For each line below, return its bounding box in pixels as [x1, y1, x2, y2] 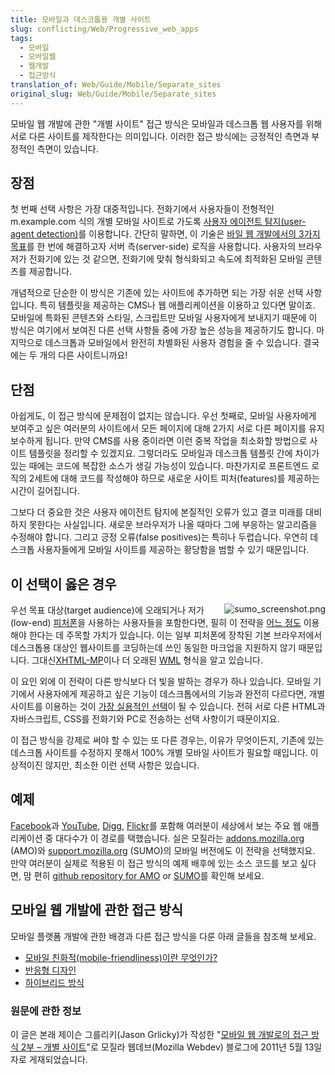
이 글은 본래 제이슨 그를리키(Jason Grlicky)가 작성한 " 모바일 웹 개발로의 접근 [10, 1028, 310, 1040]
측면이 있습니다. [36, 142, 99, 155]
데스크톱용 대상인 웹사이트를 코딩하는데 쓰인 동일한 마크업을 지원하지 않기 [10, 642, 297, 654]
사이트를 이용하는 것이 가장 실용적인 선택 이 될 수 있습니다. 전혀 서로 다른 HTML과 [10, 701, 326, 713]
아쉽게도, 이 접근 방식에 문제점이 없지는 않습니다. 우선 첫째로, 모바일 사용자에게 [10, 410, 317, 422]
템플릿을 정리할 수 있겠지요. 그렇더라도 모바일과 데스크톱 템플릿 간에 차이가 [28, 447, 320, 460]
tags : [10, 33, 33, 43]
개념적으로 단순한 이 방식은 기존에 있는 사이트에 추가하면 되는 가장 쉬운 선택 [10, 287, 304, 299]
